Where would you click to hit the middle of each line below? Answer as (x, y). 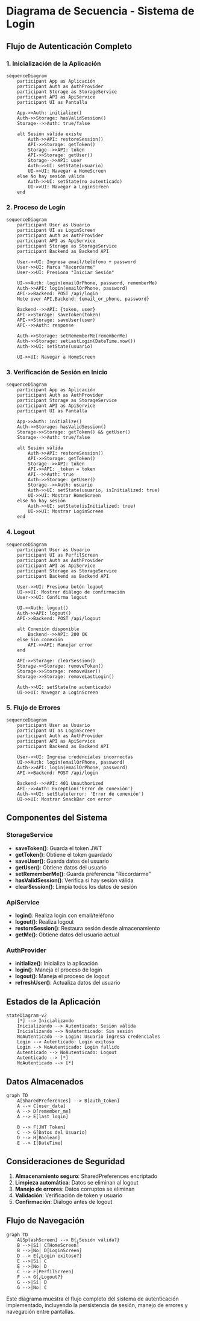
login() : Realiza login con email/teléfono (64, 915)
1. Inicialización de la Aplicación (54, 63)
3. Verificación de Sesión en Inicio (57, 373)
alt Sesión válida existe (50, 134)
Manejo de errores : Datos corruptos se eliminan (75, 1189)
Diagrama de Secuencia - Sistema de (100, 11)
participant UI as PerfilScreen (58, 555)
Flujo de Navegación (45, 1221)
